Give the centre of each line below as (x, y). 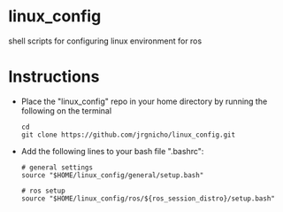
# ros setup (43, 191)
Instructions (54, 77)
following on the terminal (66, 110)
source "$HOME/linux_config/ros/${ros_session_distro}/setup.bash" (148, 198)
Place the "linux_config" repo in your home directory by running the (144, 101)
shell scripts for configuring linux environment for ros (105, 41)
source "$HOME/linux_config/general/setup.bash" (112, 175)
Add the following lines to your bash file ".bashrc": (112, 151)
